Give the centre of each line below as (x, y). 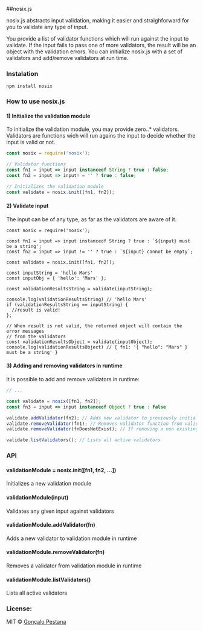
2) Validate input (27, 206)
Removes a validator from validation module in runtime (74, 566)
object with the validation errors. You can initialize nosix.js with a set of (95, 52)
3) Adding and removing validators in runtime (64, 366)
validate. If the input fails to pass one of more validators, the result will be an (101, 45)
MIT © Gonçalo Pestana (36, 622)
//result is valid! (36, 310)
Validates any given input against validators (60, 511)
